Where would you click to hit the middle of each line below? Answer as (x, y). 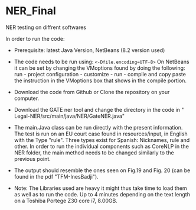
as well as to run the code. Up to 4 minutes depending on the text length (102, 194)
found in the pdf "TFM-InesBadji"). (56, 176)
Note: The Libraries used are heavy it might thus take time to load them (100, 188)
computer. (27, 98)
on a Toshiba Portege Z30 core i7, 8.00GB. (66, 201)
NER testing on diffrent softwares (46, 27)
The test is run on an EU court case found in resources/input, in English (101, 134)
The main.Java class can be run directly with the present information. (98, 127)
